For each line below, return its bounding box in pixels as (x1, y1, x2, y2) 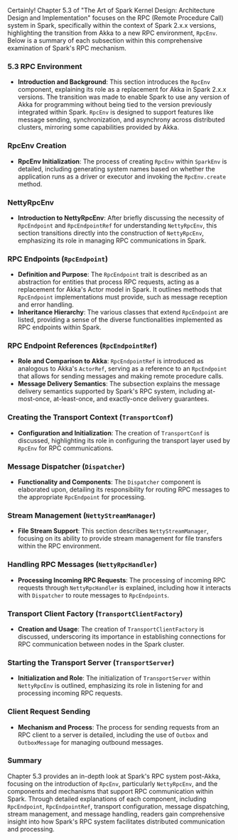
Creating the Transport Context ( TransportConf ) (7, 413, 174, 422)
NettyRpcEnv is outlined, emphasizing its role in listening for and (17, 681, 204, 690)
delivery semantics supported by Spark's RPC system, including (17, 387, 206, 395)
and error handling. (17, 300, 75, 309)
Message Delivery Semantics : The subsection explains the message (17, 380, 220, 388)
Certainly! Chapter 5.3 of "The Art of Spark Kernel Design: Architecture (7, 6, 215, 14)
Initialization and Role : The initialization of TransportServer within (17, 674, 211, 682)
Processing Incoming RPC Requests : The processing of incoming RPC (17, 575, 226, 584)
